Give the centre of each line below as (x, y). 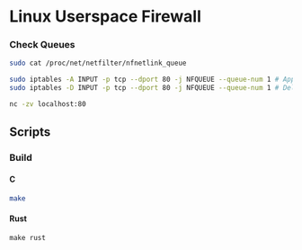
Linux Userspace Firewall (106, 17)
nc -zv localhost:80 (48, 104)
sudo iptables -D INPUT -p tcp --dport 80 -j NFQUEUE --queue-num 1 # (144, 88)
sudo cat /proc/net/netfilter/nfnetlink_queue (98, 63)
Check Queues (42, 45)
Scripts (30, 132)
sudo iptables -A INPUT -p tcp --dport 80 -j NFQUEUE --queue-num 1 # (144, 80)
